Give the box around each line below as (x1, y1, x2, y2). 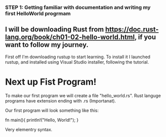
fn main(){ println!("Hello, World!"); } (5, 117, 79, 123)
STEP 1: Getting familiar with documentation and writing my (5, 4, 151, 11)
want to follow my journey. (5, 41, 89, 49)
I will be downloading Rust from (5, 25, 104, 34)
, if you (134, 33, 156, 41)
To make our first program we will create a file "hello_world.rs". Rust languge (5, 93, 161, 99)
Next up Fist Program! (5, 76, 97, 87)
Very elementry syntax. (5, 126, 53, 132)
